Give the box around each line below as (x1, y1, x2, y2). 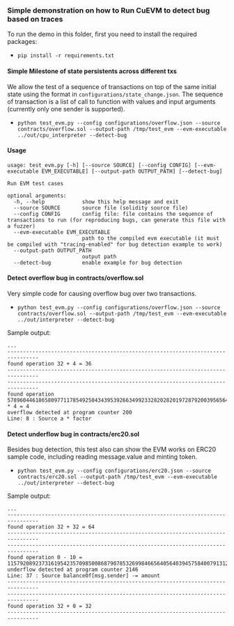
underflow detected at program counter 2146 (7, 566, 139, 573)
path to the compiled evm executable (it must (81, 235, 219, 242)
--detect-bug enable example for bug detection (13, 259, 182, 266)
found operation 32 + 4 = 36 (7, 360, 92, 367)
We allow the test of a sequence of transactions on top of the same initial (7, 82, 217, 91)
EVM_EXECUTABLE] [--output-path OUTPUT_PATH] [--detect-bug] (41, 168, 223, 175)
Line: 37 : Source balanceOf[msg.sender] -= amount (7, 572, 160, 579)
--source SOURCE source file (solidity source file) (13, 204, 189, 211)
